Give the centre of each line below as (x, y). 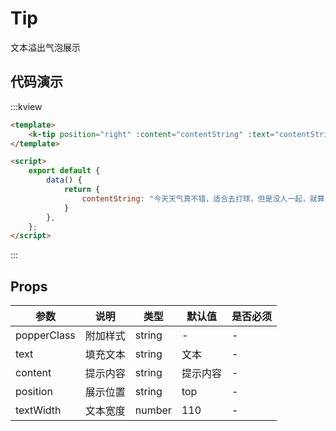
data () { (64, 180)
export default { (64, 171)
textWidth (38, 410)
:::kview (26, 106)
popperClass (45, 335)
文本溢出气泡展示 (45, 47)
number (153, 410)
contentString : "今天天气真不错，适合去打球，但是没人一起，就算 (203, 198)
